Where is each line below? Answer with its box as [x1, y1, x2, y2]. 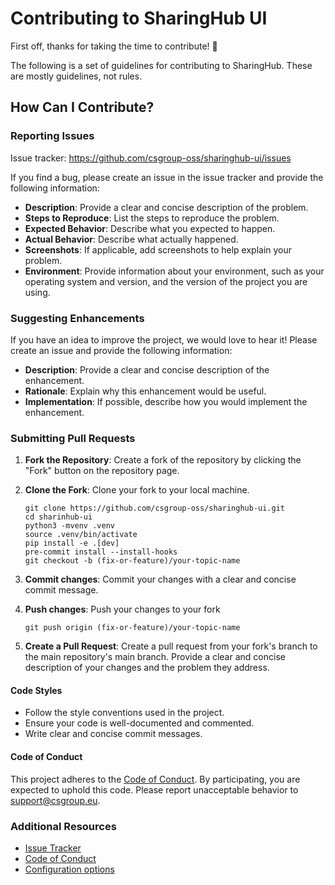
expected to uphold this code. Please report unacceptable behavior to [10, 783, 299, 796]
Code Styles [10, 684, 63, 696]
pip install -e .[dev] [24, 538, 120, 549]
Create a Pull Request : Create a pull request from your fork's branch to [24, 640, 318, 652]
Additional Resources [10, 819, 117, 833]
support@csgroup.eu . [10, 794, 101, 806]
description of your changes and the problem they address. [24, 662, 270, 674]
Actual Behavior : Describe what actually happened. [24, 233, 239, 245]
